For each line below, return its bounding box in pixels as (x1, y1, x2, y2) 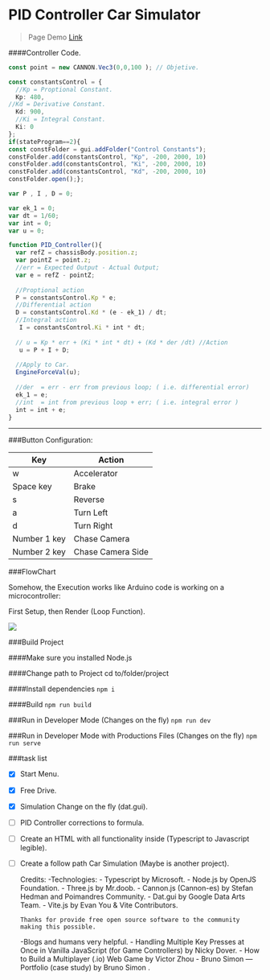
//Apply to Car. (15, 360, 70, 369)
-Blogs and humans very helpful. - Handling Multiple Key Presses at (19, 937, 245, 946)
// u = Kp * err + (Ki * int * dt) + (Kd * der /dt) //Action (15, 338, 228, 347)
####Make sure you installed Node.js (8, 653, 133, 663)
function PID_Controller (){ (8, 241, 103, 249)
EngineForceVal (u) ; (15, 369, 81, 377)
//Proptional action (15, 286, 84, 294)
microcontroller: (8, 591, 62, 601)
